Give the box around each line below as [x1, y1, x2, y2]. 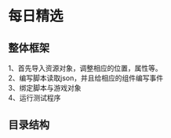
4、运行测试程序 [8, 93, 61, 103]
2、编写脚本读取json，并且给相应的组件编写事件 [8, 73, 163, 83]
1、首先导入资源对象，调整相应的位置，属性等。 [8, 64, 162, 73]
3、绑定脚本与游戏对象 [8, 84, 82, 92]
